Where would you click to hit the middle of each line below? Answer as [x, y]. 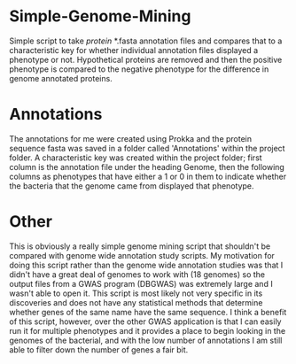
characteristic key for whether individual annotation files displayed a [134, 50]
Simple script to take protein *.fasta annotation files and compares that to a [146, 41]
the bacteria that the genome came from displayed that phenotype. [132, 186]
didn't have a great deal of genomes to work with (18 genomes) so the [137, 274]
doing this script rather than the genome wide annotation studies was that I [146, 265]
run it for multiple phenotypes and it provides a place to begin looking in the [148, 330]
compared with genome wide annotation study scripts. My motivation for [142, 255]
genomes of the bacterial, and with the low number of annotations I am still [146, 340]
